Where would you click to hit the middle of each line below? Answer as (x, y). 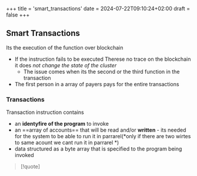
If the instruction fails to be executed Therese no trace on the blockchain (103, 59)
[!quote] (30, 167)
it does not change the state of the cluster (66, 65)
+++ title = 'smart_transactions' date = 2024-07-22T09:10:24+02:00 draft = (98, 9)
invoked (24, 155)
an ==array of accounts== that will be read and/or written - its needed (100, 130)
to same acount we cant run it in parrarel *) (67, 143)
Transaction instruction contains (45, 112)
